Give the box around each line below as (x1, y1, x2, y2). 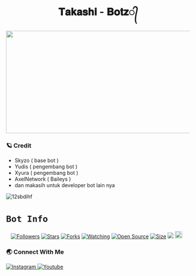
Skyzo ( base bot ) (14, 157, 59, 164)
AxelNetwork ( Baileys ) (14, 175, 71, 182)
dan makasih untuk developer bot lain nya (14, 182, 116, 189)
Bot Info (6, 213, 48, 225)
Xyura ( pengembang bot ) (14, 170, 79, 177)
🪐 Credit (6, 142, 32, 150)
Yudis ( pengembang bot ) (14, 163, 78, 170)
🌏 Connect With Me (6, 248, 64, 256)
